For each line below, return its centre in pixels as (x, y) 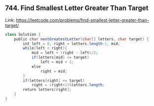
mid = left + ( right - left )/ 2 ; (65, 53)
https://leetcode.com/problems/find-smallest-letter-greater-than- (82, 20)
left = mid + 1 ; (57, 62)
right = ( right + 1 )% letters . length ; (68, 85)
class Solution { (23, 34)
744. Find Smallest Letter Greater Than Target (77, 8)
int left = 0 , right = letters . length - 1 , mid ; (72, 44)
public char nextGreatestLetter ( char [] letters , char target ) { (81, 39)
